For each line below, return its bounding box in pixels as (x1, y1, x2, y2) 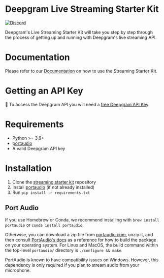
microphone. (5, 267, 31, 273)
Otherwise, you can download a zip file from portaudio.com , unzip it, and (5, 231, 154, 237)
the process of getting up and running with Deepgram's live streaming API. (5, 34, 157, 40)
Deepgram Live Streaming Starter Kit (5, 3, 159, 15)
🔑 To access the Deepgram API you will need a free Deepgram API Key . (5, 101, 150, 107)
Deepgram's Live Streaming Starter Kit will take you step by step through (5, 29, 153, 35)
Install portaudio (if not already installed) (12, 184, 95, 190)
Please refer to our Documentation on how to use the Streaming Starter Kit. (5, 68, 158, 74)
